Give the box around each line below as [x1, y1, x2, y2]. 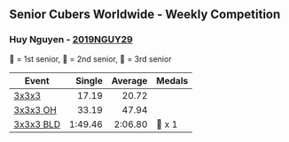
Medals [156, 74, 189, 86]
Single [74, 74, 104, 86]
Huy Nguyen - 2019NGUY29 [9, 34, 133, 46]
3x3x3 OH [13, 103, 58, 116]
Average [111, 74, 148, 86]
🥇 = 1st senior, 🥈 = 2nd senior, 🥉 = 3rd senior [9, 53, 172, 64]
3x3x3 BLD [13, 118, 60, 131]
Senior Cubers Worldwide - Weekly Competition [9, 7, 281, 22]
